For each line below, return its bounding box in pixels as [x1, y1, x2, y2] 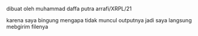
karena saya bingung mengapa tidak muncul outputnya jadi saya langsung [6, 17, 193, 23]
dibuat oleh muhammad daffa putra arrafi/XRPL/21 [6, 5, 132, 12]
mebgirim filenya [6, 23, 49, 30]
